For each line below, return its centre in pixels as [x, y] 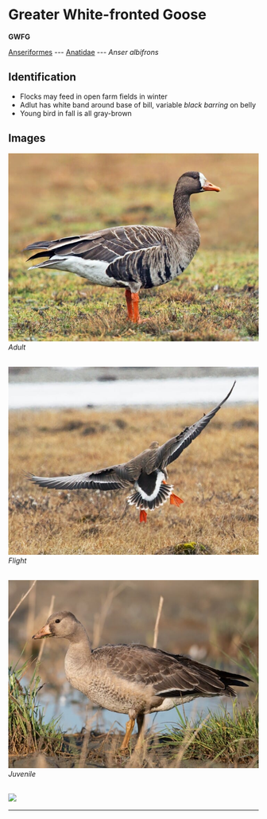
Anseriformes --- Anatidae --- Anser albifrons [83, 52]
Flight [17, 560]
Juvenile [22, 774]
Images [27, 138]
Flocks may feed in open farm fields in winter [94, 96]
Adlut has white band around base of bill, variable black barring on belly [138, 104]
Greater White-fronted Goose [107, 15]
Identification [43, 77]
